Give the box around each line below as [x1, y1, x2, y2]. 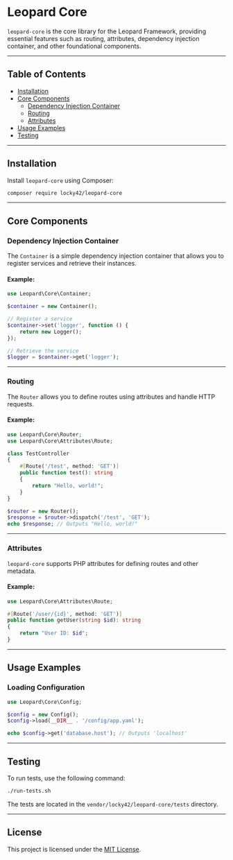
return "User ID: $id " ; [19, 630, 89, 637]
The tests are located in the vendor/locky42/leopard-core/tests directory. [7, 800, 218, 808]
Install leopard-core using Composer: [7, 176, 114, 184]
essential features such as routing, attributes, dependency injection [7, 34, 200, 42]
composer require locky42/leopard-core [7, 189, 123, 196]
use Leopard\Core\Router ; [7, 431, 82, 438]
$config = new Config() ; [7, 711, 79, 718]
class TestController [7, 450, 70, 457]
